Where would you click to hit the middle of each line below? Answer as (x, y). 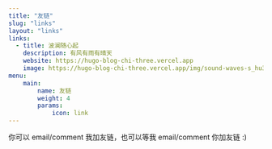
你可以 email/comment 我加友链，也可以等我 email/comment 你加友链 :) (127, 137)
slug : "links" (32, 23)
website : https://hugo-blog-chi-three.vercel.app (108, 61)
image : (34, 68)
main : (32, 83)
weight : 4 (54, 98)
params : (50, 106)
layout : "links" (36, 31)
